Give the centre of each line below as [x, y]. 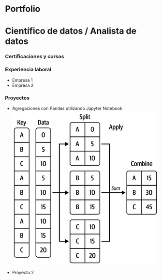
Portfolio [23, 9]
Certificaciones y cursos [35, 57]
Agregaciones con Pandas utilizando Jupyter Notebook [67, 108]
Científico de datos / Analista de [71, 31]
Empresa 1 [22, 80]
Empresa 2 [23, 85]
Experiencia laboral [28, 70]
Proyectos [17, 98]
